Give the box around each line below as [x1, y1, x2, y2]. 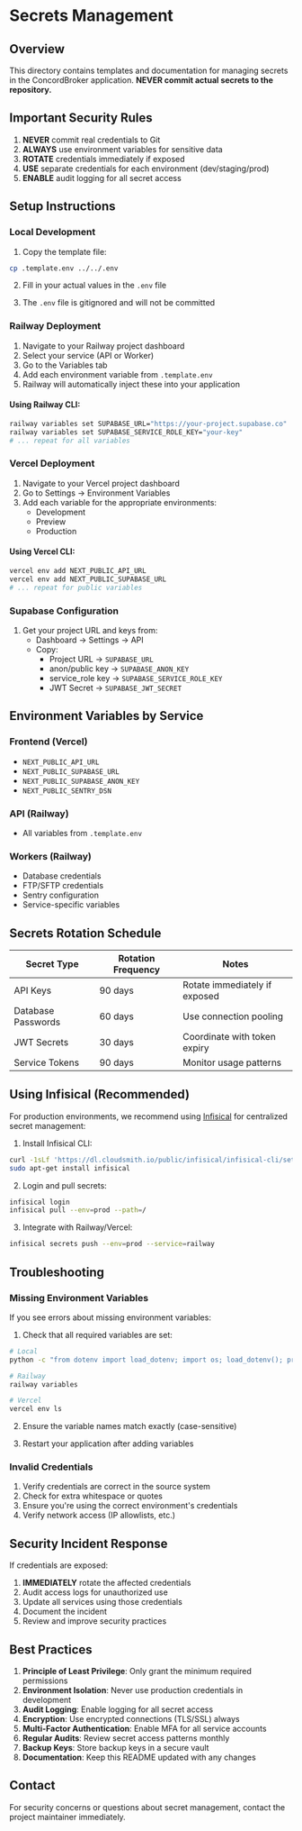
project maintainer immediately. [9, 1811, 126, 1822]
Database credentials [22, 870, 102, 881]
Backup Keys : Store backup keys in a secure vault [22, 1743, 209, 1754]
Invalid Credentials [9, 1461, 93, 1473]
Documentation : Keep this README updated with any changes [22, 1752, 256, 1763]
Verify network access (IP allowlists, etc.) [22, 1510, 176, 1521]
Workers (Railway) [9, 850, 92, 862]
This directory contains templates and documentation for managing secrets [9, 65, 289, 76]
